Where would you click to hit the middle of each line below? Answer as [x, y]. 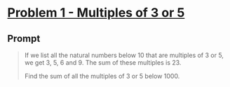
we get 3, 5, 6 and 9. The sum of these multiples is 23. [103, 63]
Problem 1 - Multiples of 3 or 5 [96, 13]
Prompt [24, 39]
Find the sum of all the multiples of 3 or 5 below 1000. [102, 76]
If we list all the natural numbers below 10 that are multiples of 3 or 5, [124, 55]
